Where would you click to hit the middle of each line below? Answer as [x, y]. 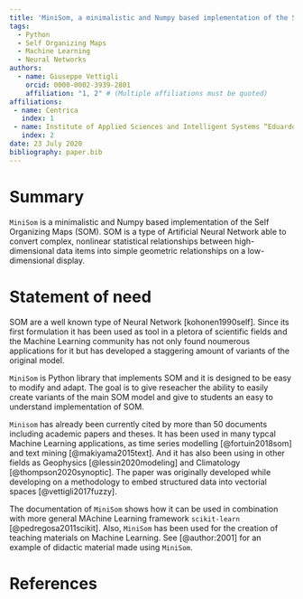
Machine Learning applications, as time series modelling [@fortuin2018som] [151, 443]
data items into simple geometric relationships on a [151, 250]
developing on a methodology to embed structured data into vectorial [138, 482]
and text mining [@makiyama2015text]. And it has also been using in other [147, 453]
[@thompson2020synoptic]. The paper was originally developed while [140, 472]
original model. [37, 360]
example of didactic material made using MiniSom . [101, 547]
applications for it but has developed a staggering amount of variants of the [150, 351]
